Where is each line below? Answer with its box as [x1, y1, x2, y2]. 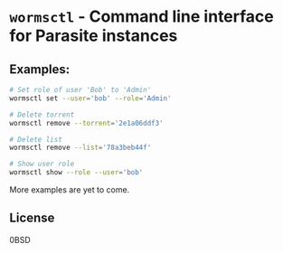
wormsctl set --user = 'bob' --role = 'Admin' [9, 93, 172, 103]
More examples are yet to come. [9, 184, 130, 195]
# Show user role [9, 160, 75, 169]
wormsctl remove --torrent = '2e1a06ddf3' [9, 118, 165, 127]
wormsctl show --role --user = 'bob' [9, 168, 144, 177]
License [9, 211, 55, 226]
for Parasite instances [9, 25, 178, 46]
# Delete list [9, 135, 63, 144]
